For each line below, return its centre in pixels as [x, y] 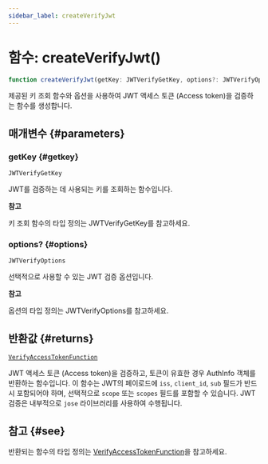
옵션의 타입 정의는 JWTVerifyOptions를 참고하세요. [89, 311]
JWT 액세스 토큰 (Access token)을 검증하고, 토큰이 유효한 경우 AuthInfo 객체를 [132, 374]
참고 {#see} [37, 431]
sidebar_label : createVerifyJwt [62, 16]
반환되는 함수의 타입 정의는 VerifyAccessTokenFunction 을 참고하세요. [118, 452]
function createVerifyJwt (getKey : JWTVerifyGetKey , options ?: [114, 80]
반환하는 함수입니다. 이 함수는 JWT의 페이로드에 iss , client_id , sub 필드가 [126, 383]
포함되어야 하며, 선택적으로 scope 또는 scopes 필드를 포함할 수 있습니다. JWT [136, 394]
